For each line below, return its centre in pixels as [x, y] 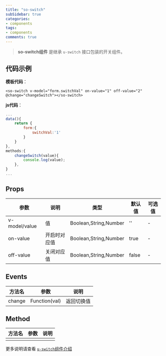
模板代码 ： [17, 81]
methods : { [16, 151]
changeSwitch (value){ [36, 156]
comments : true [21, 37]
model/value [22, 226]
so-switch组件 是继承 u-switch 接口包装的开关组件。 [71, 52]
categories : [18, 19]
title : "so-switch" [26, 10]
